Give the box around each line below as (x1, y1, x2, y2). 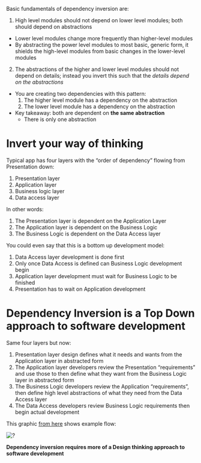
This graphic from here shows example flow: (6, 420, 116, 427)
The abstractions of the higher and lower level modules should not (14, 66, 179, 73)
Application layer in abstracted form (14, 357, 104, 364)
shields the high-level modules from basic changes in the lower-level (14, 48, 185, 55)
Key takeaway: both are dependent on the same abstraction (14, 110, 165, 116)
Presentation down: (6, 163, 55, 170)
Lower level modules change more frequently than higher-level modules (14, 35, 193, 42)
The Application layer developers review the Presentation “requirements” (14, 364, 196, 371)
